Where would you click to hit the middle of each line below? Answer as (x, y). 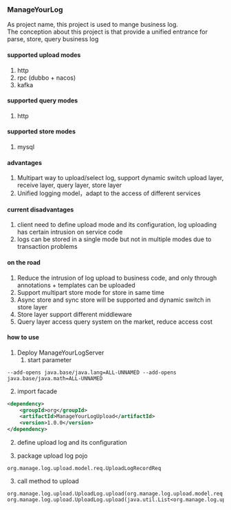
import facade (37, 391)
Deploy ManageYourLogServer (60, 353)
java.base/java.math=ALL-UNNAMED (55, 378)
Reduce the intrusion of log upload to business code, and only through (117, 278)
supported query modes (43, 100)
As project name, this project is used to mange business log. (93, 25)
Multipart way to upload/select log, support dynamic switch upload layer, (120, 178)
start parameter (49, 359)
